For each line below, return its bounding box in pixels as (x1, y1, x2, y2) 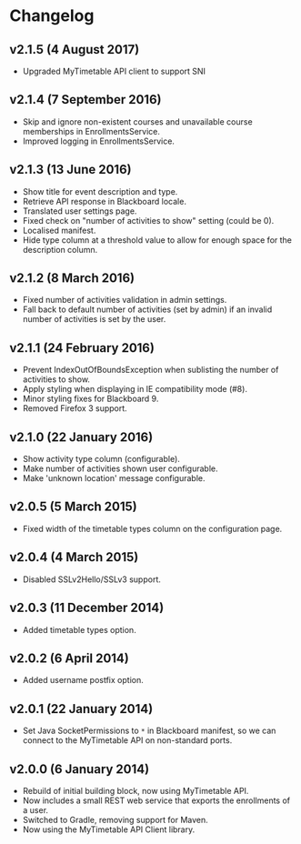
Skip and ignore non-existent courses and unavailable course (22, 116, 253, 127)
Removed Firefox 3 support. (22, 403, 127, 414)
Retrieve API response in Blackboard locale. (22, 196, 186, 206)
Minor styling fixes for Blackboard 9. (22, 393, 159, 405)
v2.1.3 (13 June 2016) (9, 162, 132, 177)
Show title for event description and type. (22, 186, 178, 196)
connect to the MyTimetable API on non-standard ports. (22, 735, 233, 746)
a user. (22, 804, 48, 815)
